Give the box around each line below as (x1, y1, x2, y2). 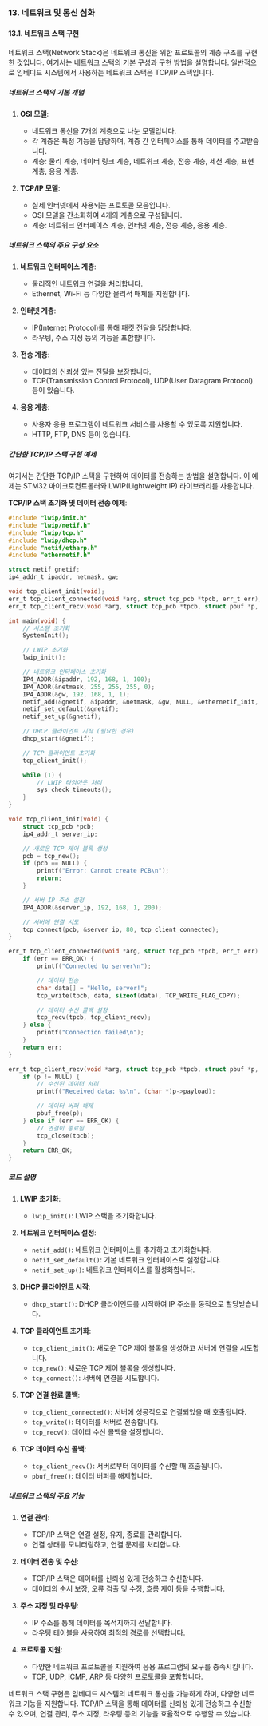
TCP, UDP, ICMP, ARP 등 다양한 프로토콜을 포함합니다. (31, 1672, 203, 1682)
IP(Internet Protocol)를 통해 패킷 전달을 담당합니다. (31, 323, 192, 333)
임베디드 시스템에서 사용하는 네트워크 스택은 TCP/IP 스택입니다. (16, 68, 215, 78)
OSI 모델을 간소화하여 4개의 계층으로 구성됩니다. (31, 211, 183, 220)
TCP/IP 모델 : (19, 183, 61, 193)
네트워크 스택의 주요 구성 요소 (8, 240, 99, 250)
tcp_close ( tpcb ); (37, 1131, 94, 1140)
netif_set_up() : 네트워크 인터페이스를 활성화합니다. (31, 1265, 195, 1274)
